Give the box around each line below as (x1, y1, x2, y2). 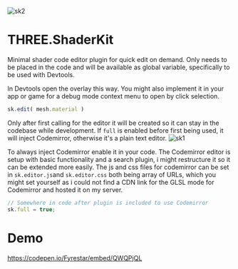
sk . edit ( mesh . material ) (7, 106, 84, 113)
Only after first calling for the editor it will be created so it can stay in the (7, 118, 219, 127)
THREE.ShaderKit (7, 32, 114, 48)
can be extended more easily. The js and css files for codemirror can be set (7, 163, 229, 171)
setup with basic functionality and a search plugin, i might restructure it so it (7, 155, 230, 163)
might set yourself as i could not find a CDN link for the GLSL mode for (7, 178, 214, 186)
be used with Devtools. (7, 70, 75, 78)
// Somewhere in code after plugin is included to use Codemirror (7, 199, 209, 206)
